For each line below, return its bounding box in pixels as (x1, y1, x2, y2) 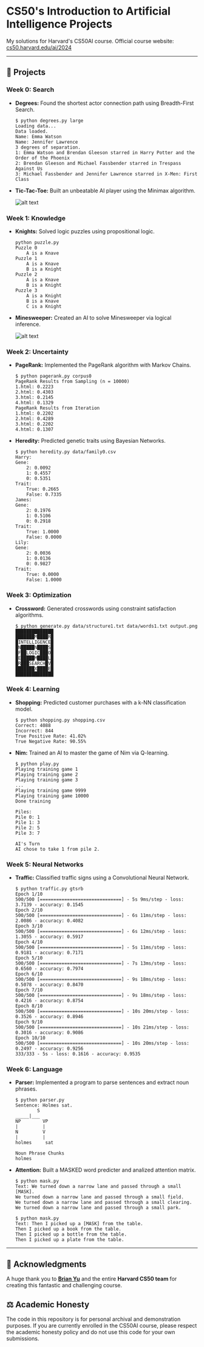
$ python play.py (15, 761, 59, 767)
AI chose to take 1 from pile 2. (15, 846, 100, 852)
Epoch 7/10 (15, 987, 43, 993)
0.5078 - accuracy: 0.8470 (15, 982, 84, 988)
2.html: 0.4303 (15, 389, 54, 395)
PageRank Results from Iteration (15, 405, 100, 412)
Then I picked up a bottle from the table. (15, 1231, 127, 1237)
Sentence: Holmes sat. (15, 1102, 73, 1109)
